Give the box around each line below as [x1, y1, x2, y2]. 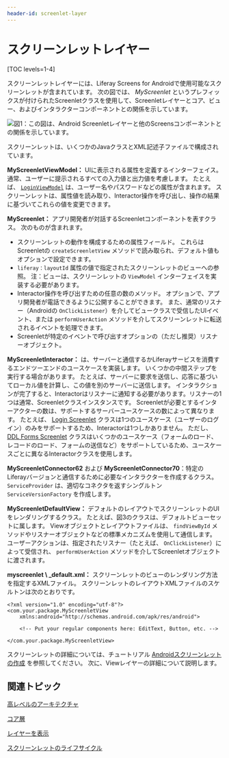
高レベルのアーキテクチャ [7, 700, 79, 709]
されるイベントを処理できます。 [16, 323, 107, 331]
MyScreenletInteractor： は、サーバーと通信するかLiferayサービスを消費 [7, 355, 214, 364]
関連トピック [7, 680, 62, 692]
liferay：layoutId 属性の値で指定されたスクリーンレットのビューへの [16, 263, 214, 272]
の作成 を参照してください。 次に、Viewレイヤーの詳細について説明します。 [7, 659, 221, 667]
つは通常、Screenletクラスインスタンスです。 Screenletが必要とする [7, 398, 200, 406]
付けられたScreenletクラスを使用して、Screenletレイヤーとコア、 [25, 96, 209, 104]
